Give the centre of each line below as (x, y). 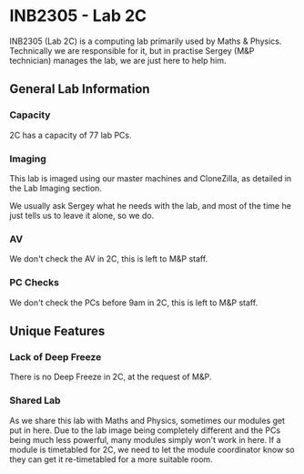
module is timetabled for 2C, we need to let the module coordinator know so (152, 449)
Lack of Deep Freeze (56, 356)
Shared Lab (35, 400)
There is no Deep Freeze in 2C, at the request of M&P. (111, 377)
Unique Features (57, 330)
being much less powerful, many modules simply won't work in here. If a (145, 439)
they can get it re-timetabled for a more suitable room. (111, 459)
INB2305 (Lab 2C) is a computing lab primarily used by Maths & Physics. (146, 41)
